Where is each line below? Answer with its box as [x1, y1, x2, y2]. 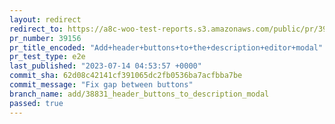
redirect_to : [9, 24, 64, 34]
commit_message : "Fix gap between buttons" [9, 80, 194, 90]
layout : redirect [9, 14, 82, 25]
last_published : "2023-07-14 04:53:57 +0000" [9, 61, 202, 71]
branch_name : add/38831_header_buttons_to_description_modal [9, 89, 270, 99]
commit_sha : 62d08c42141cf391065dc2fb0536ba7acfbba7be [9, 71, 243, 81]
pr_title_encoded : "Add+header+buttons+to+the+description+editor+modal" [9, 42, 324, 53]
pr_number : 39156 [9, 33, 82, 43]
